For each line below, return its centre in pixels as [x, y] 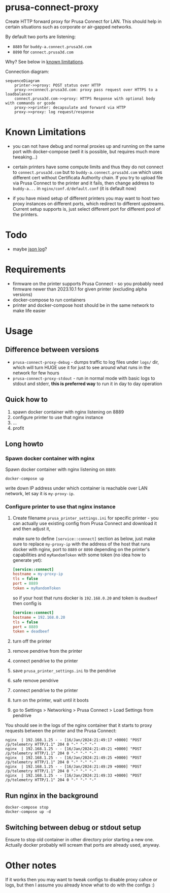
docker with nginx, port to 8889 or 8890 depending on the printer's [81, 549]
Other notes [31, 866]
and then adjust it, [31, 529]
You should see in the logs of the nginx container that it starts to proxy [79, 725]
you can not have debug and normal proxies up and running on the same [89, 146]
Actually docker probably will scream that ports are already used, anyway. [83, 845]
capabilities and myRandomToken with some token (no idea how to [79, 555]
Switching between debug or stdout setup [73, 827]
